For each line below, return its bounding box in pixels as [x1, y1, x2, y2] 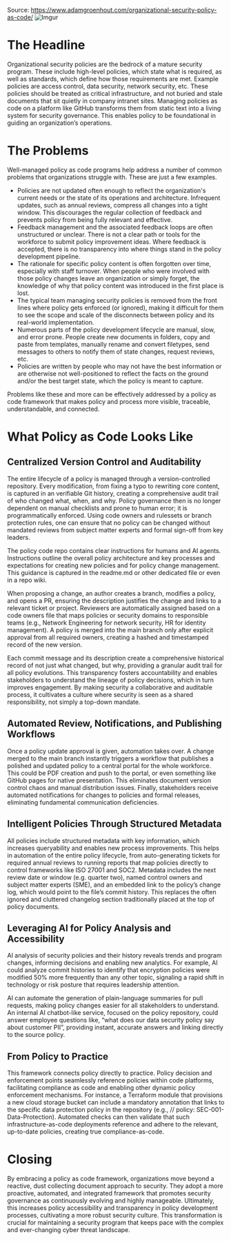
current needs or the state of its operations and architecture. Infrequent [17, 193, 221, 202]
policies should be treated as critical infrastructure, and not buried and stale [7, 89, 223, 97]
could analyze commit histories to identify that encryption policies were [7, 966, 210, 974]
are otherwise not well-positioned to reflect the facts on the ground [17, 369, 209, 378]
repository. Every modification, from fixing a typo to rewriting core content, [7, 482, 220, 490]
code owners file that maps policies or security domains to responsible [7, 611, 209, 619]
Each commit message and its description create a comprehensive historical [7, 654, 224, 662]
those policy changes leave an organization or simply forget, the [17, 274, 200, 282]
